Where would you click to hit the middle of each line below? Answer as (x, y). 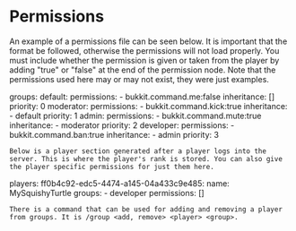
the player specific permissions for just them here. (112, 167)
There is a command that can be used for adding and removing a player (146, 209)
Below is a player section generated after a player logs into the (138, 151)
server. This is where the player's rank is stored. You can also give (146, 158)
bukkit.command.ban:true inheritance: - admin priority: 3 (114, 134)
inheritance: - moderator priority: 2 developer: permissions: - (122, 125)
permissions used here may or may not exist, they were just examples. (139, 79)
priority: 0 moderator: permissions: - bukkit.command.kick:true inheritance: (148, 106)
